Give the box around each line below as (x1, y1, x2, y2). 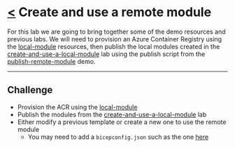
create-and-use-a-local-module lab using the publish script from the (7, 50, 206, 58)
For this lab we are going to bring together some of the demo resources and (7, 27, 226, 36)
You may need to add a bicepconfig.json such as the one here (27, 133, 208, 141)
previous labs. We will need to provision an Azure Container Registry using (7, 34, 222, 43)
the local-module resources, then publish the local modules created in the (7, 42, 220, 51)
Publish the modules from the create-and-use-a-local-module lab (17, 110, 207, 119)
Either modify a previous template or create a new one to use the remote (17, 117, 227, 126)
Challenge (7, 84, 53, 96)
